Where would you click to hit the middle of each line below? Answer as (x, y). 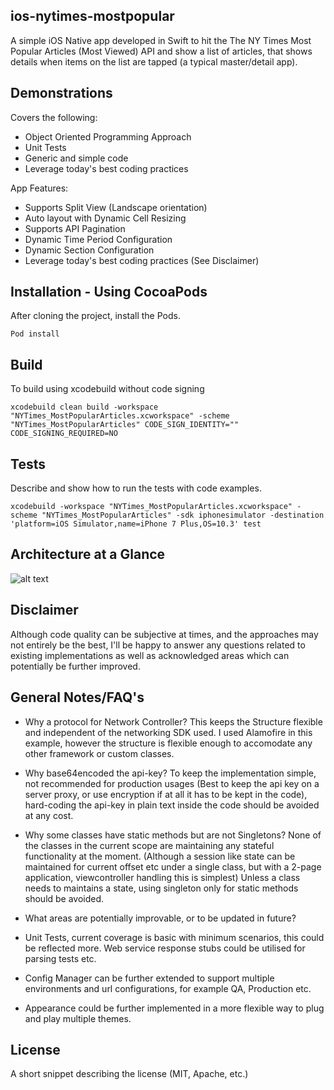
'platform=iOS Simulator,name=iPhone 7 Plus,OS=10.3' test (136, 524)
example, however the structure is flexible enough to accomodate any (168, 743)
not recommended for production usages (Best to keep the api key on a (172, 783)
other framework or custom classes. (99, 753)
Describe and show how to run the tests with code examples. (136, 488)
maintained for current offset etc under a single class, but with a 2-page (173, 866)
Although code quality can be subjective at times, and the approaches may (164, 634)
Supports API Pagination (75, 228)
